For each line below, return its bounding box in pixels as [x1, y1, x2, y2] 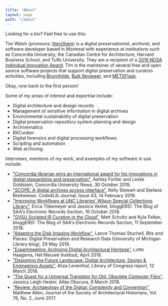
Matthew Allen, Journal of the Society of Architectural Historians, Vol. [12, 290, 158, 296]
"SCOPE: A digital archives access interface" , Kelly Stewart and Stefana [12, 187, 162, 193]
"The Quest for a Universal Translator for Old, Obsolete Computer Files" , [12, 273, 163, 280]
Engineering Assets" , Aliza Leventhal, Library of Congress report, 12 [12, 263, 154, 269]
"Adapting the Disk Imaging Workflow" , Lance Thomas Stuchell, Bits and [12, 230, 163, 236]
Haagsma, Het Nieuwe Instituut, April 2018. [12, 252, 102, 258]
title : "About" [5, 7, 37, 13]
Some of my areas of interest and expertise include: [5, 93, 113, 99]
